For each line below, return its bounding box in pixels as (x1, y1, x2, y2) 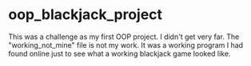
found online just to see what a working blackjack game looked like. (8, 49, 231, 58)
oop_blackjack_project (8, 6, 162, 24)
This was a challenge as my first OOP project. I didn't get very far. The (8, 32, 240, 41)
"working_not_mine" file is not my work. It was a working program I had (8, 40, 244, 49)
